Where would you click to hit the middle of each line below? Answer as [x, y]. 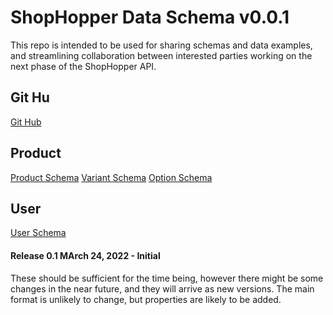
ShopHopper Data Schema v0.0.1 [150, 17]
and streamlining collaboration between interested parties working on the [161, 55]
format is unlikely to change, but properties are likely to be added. [146, 299]
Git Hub [26, 122]
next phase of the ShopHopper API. [83, 66]
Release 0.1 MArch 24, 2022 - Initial [85, 255]
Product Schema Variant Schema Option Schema [111, 177]
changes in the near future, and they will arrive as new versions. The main [162, 288]
